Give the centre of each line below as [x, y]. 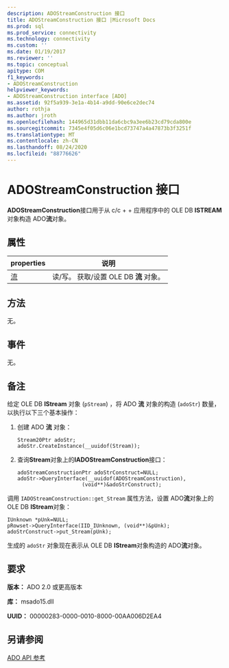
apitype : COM [26, 71]
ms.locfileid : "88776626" [44, 154]
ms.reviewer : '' [30, 58]
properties [28, 263]
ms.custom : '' [27, 45]
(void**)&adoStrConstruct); [122, 485]
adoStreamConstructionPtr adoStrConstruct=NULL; [88, 473]
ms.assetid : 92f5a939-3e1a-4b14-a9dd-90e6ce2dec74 [81, 103]
